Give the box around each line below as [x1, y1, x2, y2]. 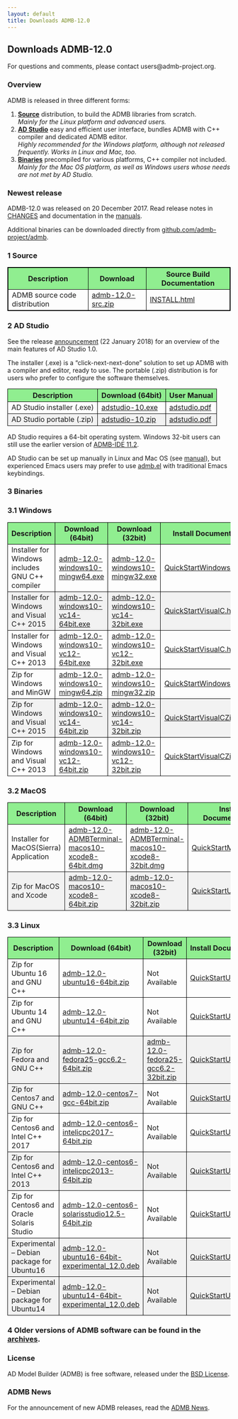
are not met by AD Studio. [17, 170, 93, 178]
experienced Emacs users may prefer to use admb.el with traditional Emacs [7, 461, 228, 469]
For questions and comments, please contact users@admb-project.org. [7, 62, 216, 71]
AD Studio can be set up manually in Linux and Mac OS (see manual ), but [7, 454, 221, 462]
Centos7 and [11, 1093, 55, 1103]
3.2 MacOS [7, 785, 47, 795]
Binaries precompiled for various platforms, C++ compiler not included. [17, 155, 227, 163]
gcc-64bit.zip [62, 1098, 110, 1108]
